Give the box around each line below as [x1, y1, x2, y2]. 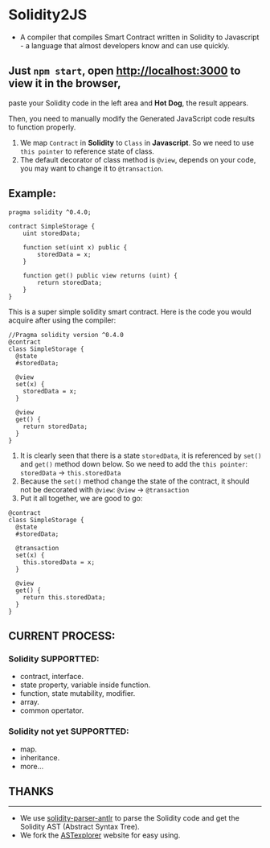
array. [19, 698, 40, 707]
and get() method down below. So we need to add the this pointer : [19, 459, 247, 468]
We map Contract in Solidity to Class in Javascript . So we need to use [19, 138, 255, 147]
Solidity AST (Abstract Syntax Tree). [19, 822, 140, 832]
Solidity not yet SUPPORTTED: [8, 726, 129, 737]
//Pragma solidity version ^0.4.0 [8, 331, 125, 339]
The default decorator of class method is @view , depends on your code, [19, 154, 256, 164]
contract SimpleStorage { [8, 222, 95, 230]
